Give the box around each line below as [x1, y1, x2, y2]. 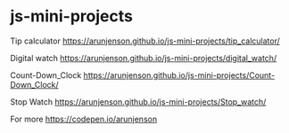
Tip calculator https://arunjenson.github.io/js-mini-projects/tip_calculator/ [10, 35, 280, 46]
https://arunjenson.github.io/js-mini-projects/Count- [83, 69, 276, 81]
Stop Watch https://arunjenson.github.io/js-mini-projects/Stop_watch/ [10, 96, 267, 107]
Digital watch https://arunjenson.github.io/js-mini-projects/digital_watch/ [10, 52, 277, 63]
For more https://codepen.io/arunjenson [10, 113, 158, 124]
